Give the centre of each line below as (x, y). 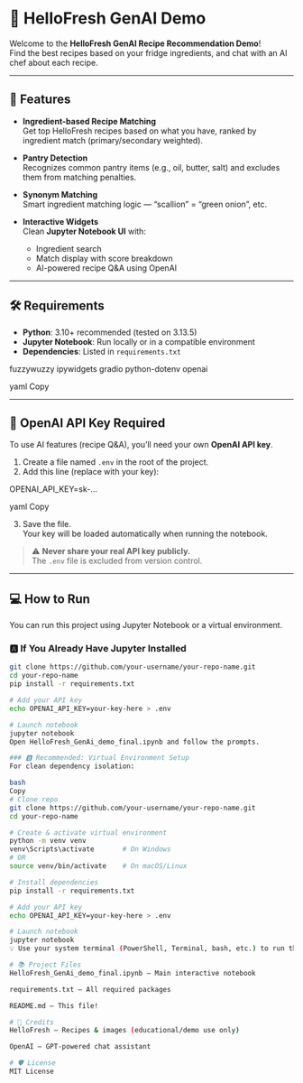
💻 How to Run (50, 599)
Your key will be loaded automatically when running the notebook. (145, 534)
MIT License (32, 1072)
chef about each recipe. (54, 62)
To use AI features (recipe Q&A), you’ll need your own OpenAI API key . (141, 445)
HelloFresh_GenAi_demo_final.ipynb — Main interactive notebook (133, 973)
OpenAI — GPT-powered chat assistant (80, 1047)
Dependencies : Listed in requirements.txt (102, 351)
